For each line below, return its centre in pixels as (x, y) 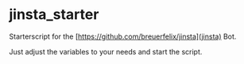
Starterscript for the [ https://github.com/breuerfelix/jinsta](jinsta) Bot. (123, 36)
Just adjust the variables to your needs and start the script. (106, 51)
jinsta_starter (54, 15)
